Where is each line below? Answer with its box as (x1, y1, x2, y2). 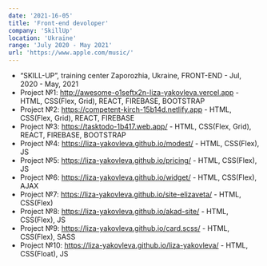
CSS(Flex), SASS (19, 232, 76, 241)
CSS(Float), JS (19, 249, 69, 258)
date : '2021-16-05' (8, 11, 74, 20)
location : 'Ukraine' (8, 34, 78, 42)
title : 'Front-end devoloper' (8, 19, 110, 27)
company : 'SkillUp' (8, 26, 74, 34)
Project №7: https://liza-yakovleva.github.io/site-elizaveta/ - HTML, (19, 189, 241, 199)
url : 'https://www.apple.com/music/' (8, 49, 134, 57)
